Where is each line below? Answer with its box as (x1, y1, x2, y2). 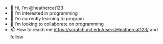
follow (10, 34, 24, 40)
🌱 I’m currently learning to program (10, 16, 84, 21)
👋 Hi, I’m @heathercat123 (10, 5, 64, 11)
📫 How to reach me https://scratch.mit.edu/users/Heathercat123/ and (10, 27, 158, 32)
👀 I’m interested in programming (10, 10, 78, 16)
